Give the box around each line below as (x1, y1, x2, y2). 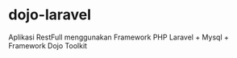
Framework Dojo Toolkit (8, 40, 87, 50)
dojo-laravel (8, 6, 91, 24)
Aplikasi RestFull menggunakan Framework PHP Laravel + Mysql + (8, 32, 230, 42)
